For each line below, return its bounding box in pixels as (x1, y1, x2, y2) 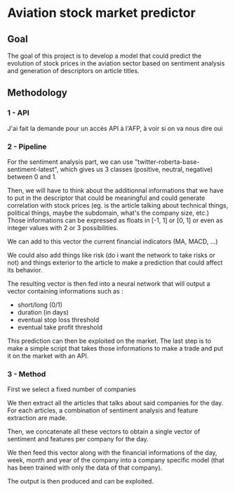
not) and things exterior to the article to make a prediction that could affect (7, 258, 223, 267)
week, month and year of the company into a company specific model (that (7, 456, 224, 465)
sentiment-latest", (7, 165, 59, 173)
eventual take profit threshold (17, 322, 103, 332)
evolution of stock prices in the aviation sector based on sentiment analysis (7, 59, 225, 68)
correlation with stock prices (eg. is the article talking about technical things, (7, 201, 229, 209)
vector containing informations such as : (7, 286, 124, 295)
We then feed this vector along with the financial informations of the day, (7, 448, 217, 457)
